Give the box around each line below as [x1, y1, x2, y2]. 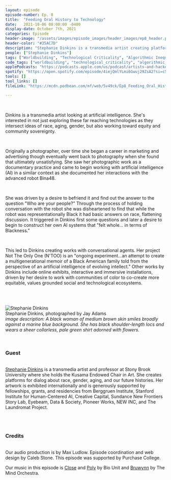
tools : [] [5, 74, 26, 79]
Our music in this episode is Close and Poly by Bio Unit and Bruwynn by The [5, 465, 165, 471]
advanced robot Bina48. [5, 175, 56, 181]
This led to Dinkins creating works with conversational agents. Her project [5, 247, 160, 253]
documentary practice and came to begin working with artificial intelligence [5, 164, 164, 170]
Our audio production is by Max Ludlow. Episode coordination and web [5, 449, 154, 455]
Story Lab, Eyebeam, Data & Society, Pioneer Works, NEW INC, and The [5, 399, 156, 405]
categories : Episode [5, 31, 49, 36]
